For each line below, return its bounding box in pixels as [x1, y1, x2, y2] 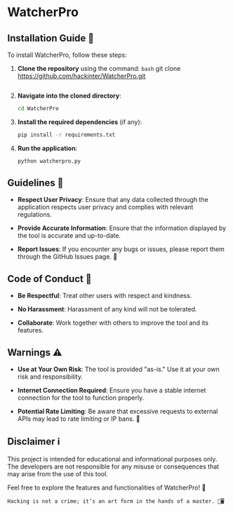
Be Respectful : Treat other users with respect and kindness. [17, 292, 192, 300]
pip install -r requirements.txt [17, 131, 116, 138]
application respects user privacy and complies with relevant [17, 203, 194, 211]
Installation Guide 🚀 [7, 32, 95, 44]
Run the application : [17, 144, 78, 152]
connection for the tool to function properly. [17, 393, 145, 402]
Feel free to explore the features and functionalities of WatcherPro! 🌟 [7, 483, 206, 492]
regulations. [17, 210, 53, 219]
